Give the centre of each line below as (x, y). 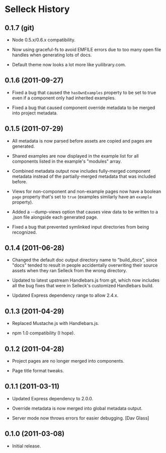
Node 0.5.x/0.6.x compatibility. (44, 40)
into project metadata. (35, 113)
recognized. (24, 232)
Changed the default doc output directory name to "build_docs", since (85, 260)
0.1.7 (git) (20, 28)
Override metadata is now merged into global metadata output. (77, 408)
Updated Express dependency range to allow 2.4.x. (65, 295)
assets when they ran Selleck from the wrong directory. (69, 271)
